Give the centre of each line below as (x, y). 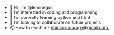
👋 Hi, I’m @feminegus (31, 7)
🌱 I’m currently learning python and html (50, 17)
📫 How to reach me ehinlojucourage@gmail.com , (59, 28)
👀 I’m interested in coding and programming (54, 12)
